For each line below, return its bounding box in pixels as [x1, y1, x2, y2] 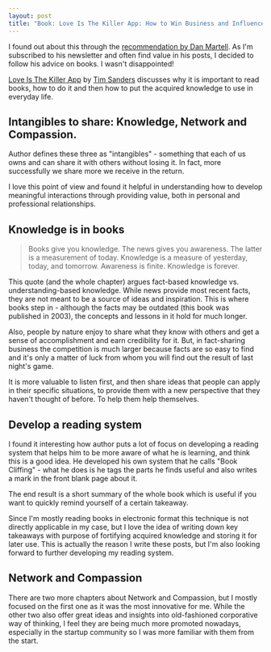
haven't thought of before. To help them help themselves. [8, 394, 199, 404]
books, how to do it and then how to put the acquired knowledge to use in [8, 83, 253, 93]
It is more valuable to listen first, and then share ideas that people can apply [8, 377, 261, 387]
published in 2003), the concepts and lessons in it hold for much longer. [8, 311, 248, 321]
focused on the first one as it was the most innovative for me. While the [8, 601, 245, 611]
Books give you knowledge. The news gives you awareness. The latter [27, 244, 263, 254]
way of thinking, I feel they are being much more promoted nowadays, [8, 618, 242, 628]
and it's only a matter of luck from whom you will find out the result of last [8, 353, 254, 362]
